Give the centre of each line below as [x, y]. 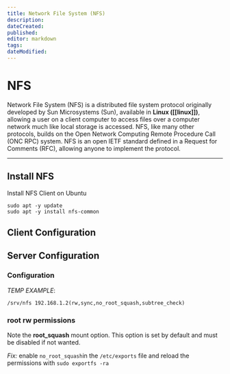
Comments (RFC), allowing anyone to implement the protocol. [94, 148]
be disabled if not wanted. [44, 342]
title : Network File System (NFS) [56, 13]
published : [23, 33]
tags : [15, 45]
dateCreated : [26, 26]
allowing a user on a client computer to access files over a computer [103, 119]
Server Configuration [53, 256]
